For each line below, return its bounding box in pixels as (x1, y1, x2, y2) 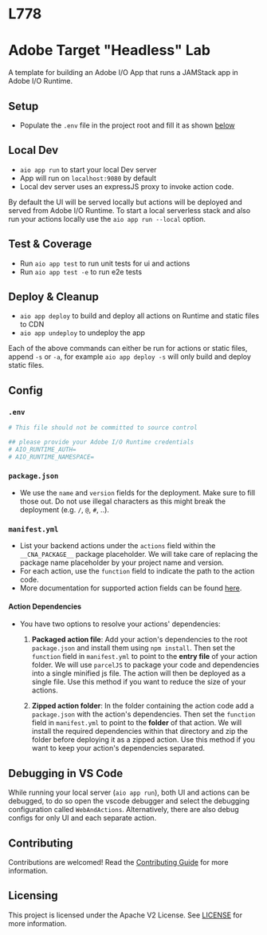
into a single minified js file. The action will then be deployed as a (31, 669, 245, 678)
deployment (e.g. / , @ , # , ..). (19, 504, 110, 515)
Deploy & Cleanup (8, 290, 100, 303)
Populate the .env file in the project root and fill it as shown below (19, 120, 235, 130)
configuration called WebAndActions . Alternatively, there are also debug (8, 805, 239, 815)
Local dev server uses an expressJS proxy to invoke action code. (19, 181, 234, 191)
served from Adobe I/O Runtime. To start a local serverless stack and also (8, 205, 251, 215)
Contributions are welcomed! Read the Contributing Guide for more (8, 857, 229, 866)
